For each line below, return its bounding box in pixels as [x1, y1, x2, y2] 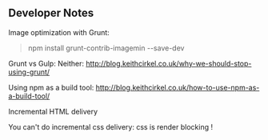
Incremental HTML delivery [8, 106, 98, 116]
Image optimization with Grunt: [8, 27, 110, 37]
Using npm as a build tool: [8, 82, 94, 92]
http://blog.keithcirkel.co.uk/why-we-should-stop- [86, 58, 252, 68]
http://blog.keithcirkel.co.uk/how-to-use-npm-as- [95, 82, 260, 92]
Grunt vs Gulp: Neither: [8, 58, 85, 68]
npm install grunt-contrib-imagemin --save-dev [27, 43, 185, 53]
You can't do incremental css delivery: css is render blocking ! [8, 122, 214, 131]
